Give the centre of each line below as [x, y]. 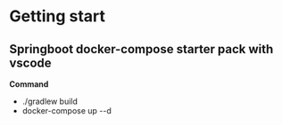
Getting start [57, 16]
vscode [30, 62]
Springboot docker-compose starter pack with [141, 49]
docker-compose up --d [66, 111]
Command [29, 84]
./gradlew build [50, 101]
